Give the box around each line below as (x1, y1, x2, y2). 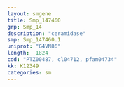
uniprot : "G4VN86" (7, 43, 61, 50)
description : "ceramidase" (7, 29, 86, 37)
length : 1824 (7, 50, 49, 57)
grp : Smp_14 (7, 23, 42, 30)
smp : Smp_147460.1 (7, 36, 61, 43)
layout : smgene (7, 10, 52, 18)
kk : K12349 (7, 62, 39, 69)
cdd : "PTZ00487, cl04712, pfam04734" (7, 56, 118, 63)
